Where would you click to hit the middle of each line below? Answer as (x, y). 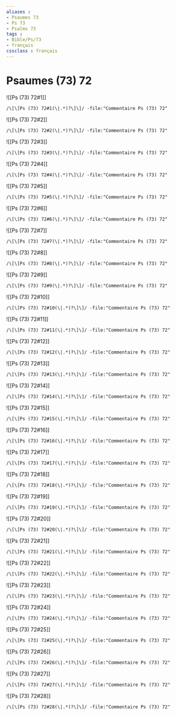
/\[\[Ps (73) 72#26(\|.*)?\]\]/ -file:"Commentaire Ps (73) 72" (88, 662)
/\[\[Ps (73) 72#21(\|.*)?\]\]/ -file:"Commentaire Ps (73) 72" (88, 552)
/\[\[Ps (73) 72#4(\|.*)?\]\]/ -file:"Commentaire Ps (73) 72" (87, 175)
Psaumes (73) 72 (49, 80)
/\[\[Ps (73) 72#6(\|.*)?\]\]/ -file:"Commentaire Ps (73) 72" (87, 219)
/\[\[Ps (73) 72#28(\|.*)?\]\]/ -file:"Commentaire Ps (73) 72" (88, 707)
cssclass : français (32, 51)
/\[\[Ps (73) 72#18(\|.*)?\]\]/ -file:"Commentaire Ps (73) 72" (88, 485)
